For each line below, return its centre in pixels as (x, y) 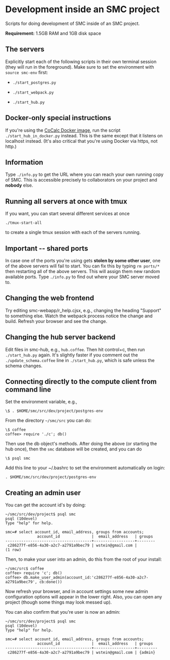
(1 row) (13, 550)
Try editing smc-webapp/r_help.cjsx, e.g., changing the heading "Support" (83, 310)
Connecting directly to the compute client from (81, 382)
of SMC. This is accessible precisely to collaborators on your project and (81, 180)
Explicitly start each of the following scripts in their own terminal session (81, 62)
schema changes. (24, 366)
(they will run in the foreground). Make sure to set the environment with (80, 67)
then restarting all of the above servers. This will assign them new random (83, 271)
